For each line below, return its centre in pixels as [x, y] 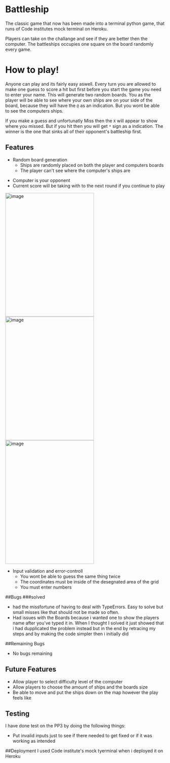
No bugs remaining [32, 653]
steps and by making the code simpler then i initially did [71, 634]
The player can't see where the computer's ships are [75, 170]
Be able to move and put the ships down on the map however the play [85, 692]
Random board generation [40, 160]
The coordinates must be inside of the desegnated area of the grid [90, 581]
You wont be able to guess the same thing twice [70, 576]
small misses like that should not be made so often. [66, 612]
